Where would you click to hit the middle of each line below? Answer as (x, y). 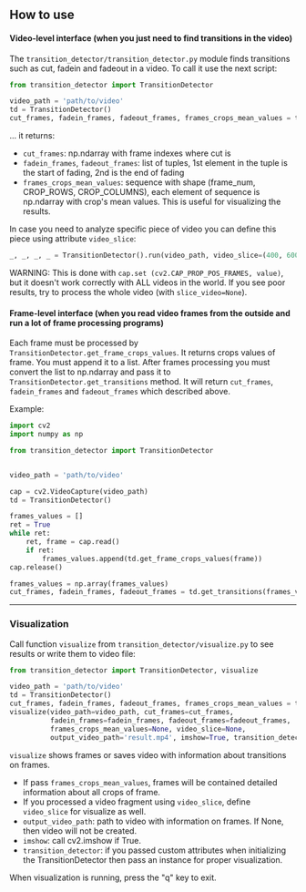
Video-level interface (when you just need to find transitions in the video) (151, 38)
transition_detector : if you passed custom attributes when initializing (154, 850)
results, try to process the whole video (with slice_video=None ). (128, 292)
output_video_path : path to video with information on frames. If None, (153, 821)
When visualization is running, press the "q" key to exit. (113, 877)
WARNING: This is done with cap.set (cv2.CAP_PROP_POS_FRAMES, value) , (147, 272)
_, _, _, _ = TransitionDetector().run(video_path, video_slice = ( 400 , (146, 256)
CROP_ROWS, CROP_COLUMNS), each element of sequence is (141, 192)
